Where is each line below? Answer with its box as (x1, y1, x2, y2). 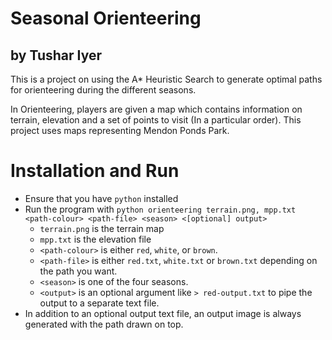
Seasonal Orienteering (10, 7, 202, 30)
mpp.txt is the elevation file (39, 233, 152, 245)
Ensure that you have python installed (24, 192, 179, 204)
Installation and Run (10, 160, 180, 182)
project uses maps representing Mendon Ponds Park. (10, 125, 230, 136)
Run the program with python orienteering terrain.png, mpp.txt (24, 203, 297, 215)
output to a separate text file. (39, 297, 160, 309)
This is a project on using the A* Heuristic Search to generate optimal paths (10, 73, 323, 85)
